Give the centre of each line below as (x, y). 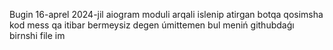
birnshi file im (37, 35)
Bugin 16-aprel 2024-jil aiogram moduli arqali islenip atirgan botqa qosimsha (166, 14)
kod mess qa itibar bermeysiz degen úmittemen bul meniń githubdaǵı (152, 25)
